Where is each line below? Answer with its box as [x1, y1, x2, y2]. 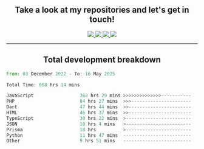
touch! [89, 15, 115, 25]
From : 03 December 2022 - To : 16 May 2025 [6, 71, 115, 77]
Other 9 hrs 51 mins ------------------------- [6, 138, 191, 144]
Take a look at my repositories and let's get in [15, 5, 189, 15]
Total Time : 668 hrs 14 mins [6, 81, 80, 88]
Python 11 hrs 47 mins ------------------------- [6, 132, 191, 139]
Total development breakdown [43, 55, 161, 65]
